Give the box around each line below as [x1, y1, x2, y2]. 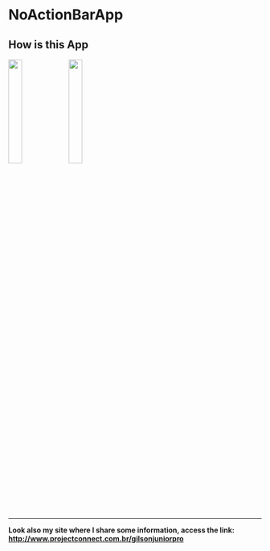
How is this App [8, 38, 88, 52]
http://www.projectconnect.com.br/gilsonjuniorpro [8, 534, 184, 543]
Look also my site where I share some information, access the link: [8, 525, 235, 535]
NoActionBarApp [8, 6, 124, 24]
